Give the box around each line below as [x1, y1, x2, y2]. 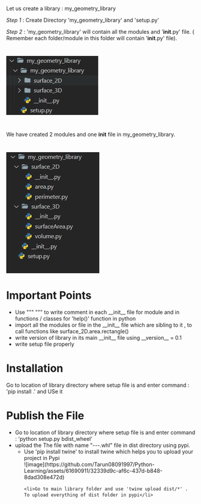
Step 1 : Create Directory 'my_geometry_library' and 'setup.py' [6, 17, 160, 24]
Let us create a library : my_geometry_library [6, 5, 116, 12]
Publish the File [6, 408, 85, 422]
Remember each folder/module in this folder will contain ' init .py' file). [6, 35, 178, 42]
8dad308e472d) [23, 473, 65, 481]
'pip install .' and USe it [6, 387, 63, 395]
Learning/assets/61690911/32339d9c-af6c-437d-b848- [23, 467, 163, 474]
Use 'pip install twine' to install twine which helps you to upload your [23, 447, 194, 455]
